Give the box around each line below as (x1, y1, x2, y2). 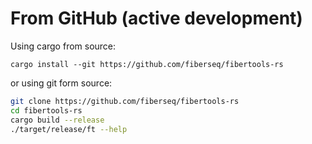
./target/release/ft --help (10, 124, 128, 134)
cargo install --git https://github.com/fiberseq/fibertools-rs (10, 59, 284, 69)
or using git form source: (10, 77, 113, 89)
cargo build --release (10, 115, 105, 125)
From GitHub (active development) (10, 7, 303, 30)
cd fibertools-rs (10, 105, 83, 116)
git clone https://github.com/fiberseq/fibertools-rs (10, 96, 240, 106)
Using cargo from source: (10, 40, 117, 52)
